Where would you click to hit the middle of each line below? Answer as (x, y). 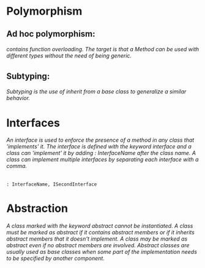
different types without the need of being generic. (69, 56)
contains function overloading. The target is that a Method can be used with (103, 49)
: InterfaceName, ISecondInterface (52, 184)
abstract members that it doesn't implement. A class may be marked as (97, 239)
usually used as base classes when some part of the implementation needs (102, 252)
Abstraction (37, 208)
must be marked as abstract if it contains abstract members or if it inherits (100, 232)
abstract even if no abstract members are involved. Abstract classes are (98, 245)
